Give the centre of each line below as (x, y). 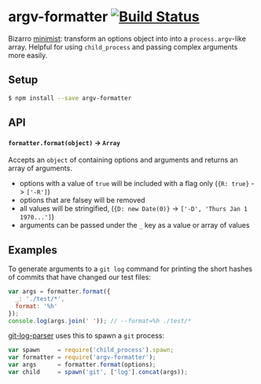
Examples (33, 250)
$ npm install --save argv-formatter (70, 98)
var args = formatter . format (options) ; (82, 365)
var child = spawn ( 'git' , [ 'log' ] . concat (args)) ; (98, 372)
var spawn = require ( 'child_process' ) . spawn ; (91, 350)
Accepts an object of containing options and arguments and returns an (123, 160)
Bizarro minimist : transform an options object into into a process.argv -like (127, 38)
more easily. (28, 55)
